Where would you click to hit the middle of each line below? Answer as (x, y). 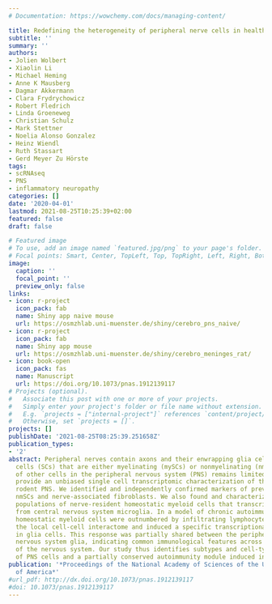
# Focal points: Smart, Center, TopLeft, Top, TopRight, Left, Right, (130, 256)
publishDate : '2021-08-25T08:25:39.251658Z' (85, 437)
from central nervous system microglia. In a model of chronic (124, 512)
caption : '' (36, 271)
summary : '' (28, 45)
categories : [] (34, 196)
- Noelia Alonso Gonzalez (52, 136)
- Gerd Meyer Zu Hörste (49, 159)
